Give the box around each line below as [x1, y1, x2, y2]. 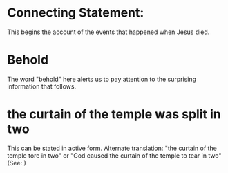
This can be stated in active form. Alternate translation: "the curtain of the [7, 144, 218, 152]
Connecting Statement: [7, 5, 144, 21]
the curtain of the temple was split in [7, 107, 221, 122]
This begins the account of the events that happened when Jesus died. [7, 28, 210, 36]
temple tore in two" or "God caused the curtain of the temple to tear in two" [7, 151, 222, 160]
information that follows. [7, 82, 77, 91]
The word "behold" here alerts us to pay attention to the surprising [7, 75, 197, 83]
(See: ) [7, 158, 26, 167]
